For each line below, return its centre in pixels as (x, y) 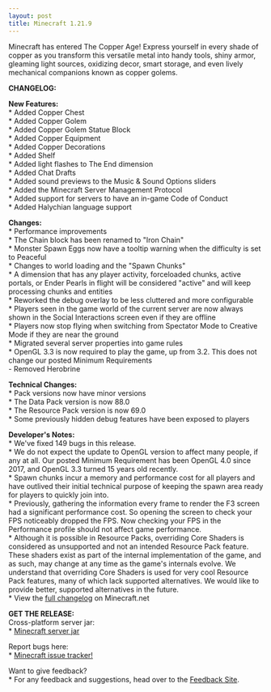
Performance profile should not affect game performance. (105, 529)
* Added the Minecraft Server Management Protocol (95, 189)
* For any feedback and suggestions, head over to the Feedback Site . (124, 679)
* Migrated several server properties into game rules (96, 343)
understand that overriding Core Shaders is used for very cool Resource (129, 572)
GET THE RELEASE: (41, 613)
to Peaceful (28, 257)
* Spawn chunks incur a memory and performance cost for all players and (132, 478)
